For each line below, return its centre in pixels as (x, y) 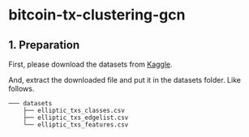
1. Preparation (44, 45)
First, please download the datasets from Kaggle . (90, 64)
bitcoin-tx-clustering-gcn (97, 15)
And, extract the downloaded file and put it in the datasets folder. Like (125, 80)
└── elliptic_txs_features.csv (76, 125)
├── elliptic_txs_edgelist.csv (76, 118)
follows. (21, 88)
